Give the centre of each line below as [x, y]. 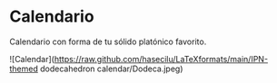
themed [24, 69]
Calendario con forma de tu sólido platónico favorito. [108, 41]
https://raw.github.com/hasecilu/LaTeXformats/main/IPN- [161, 59]
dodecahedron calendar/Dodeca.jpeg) [111, 69]
